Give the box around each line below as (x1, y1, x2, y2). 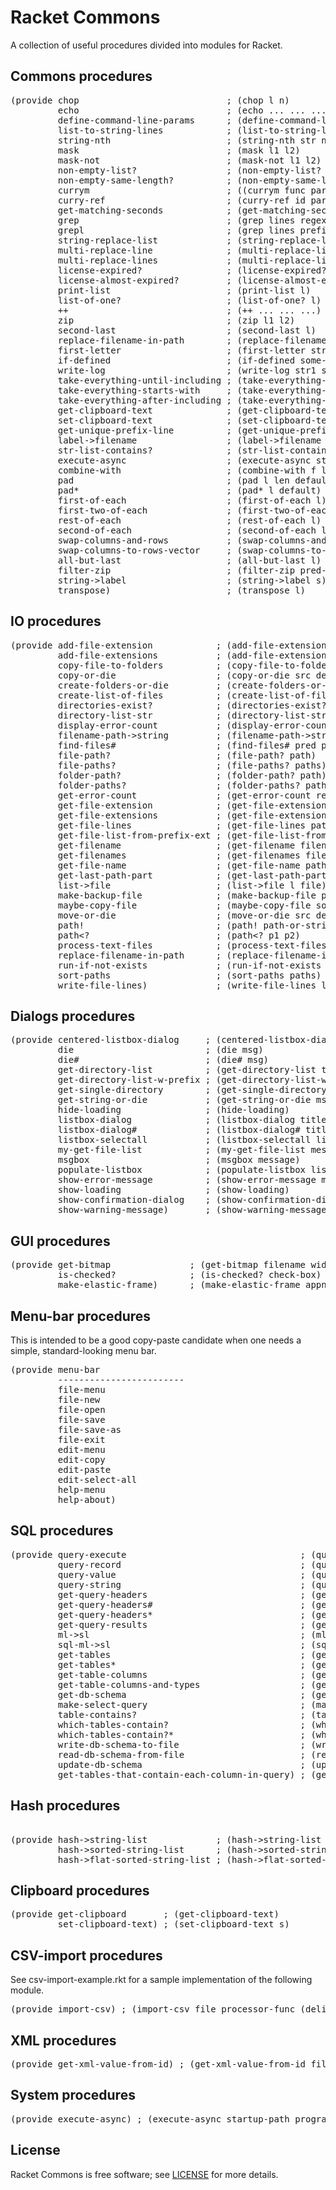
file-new (57, 1394, 101, 1405)
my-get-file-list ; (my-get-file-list (57, 1144, 307, 1156)
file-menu (57, 1384, 106, 1395)
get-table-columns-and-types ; (57, 1679, 307, 1690)
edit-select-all (57, 1474, 138, 1485)
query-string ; (57, 1579, 307, 1590)
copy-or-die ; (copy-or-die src (57, 669, 312, 681)
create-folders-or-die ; (57, 679, 222, 691)
